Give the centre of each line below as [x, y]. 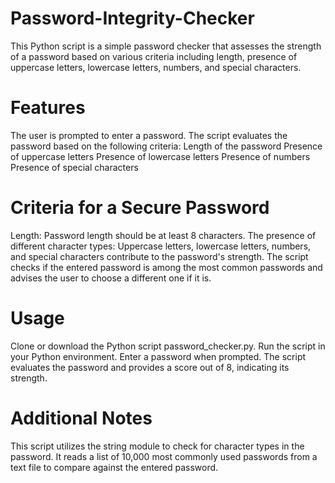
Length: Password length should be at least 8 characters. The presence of [163, 235]
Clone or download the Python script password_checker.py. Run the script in [168, 346]
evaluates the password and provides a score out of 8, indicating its [150, 367]
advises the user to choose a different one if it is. [111, 278]
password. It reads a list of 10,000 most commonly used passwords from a [164, 456]
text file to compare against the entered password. [114, 467]
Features [48, 108]
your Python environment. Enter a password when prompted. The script [158, 356]
